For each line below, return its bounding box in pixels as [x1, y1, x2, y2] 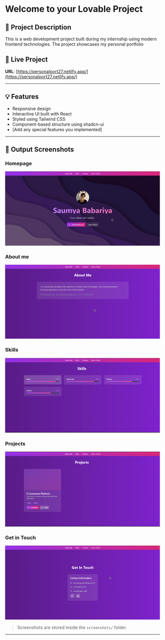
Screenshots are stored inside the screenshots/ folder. [17, 625, 127, 631]
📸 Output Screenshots [5, 145, 74, 154]
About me [5, 253, 29, 260]
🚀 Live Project [5, 56, 48, 64]
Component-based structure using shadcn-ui [12, 121, 104, 127]
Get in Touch [5, 534, 36, 541]
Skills [5, 346, 19, 353]
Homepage [5, 160, 32, 167]
